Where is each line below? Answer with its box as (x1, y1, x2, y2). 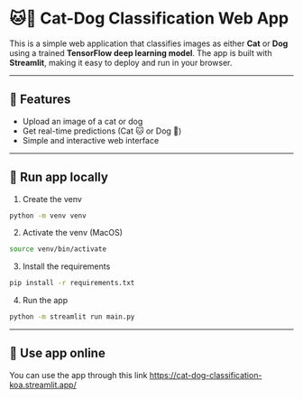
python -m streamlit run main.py (9, 312, 135, 321)
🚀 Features (9, 92, 71, 107)
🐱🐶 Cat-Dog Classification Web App (9, 8, 289, 29)
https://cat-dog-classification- (149, 369, 262, 380)
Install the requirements (22, 261, 111, 272)
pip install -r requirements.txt (9, 279, 135, 288)
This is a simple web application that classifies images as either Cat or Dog (9, 38, 289, 49)
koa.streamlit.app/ (9, 379, 77, 390)
